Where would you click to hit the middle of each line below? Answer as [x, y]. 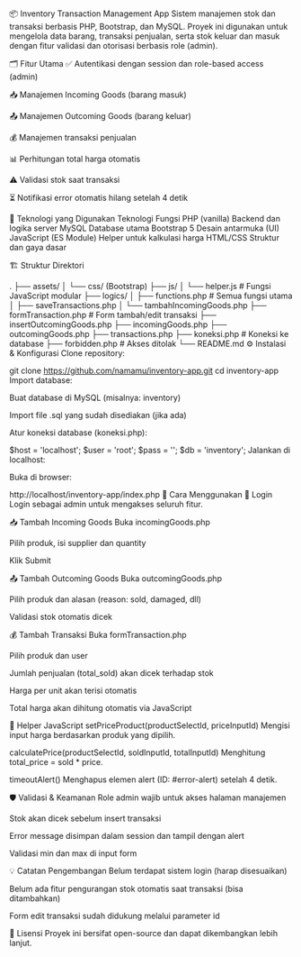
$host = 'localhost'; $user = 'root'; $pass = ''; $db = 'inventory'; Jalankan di [150, 450]
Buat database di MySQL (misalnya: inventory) [95, 397]
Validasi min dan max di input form [73, 853]
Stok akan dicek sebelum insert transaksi [85, 818]
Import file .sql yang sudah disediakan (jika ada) [98, 415]
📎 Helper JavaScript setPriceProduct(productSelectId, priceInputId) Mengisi [150, 725]
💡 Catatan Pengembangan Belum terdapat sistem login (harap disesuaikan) [148, 870]
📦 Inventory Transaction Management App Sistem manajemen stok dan [142, 14]
